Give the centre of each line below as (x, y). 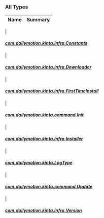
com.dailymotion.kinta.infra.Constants (46, 43)
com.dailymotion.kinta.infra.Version (44, 210)
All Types (17, 7)
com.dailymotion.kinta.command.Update (49, 186)
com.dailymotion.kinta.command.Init (44, 115)
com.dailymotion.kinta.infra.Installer (44, 139)
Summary (38, 20)
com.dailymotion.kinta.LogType (39, 162)
